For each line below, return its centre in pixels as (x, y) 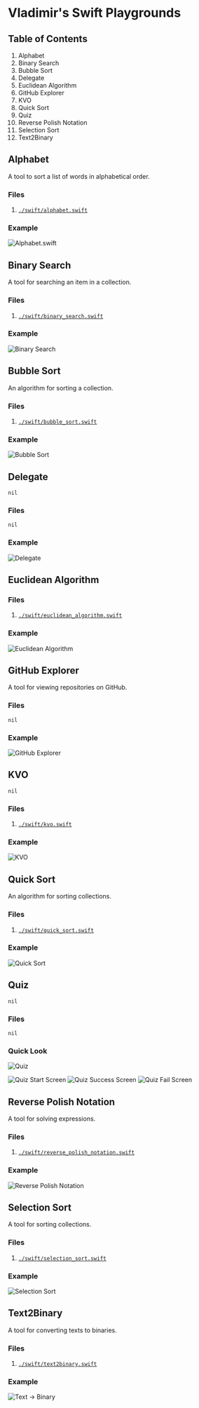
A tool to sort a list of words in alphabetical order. (79, 176)
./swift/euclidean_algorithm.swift (70, 616)
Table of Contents (48, 39)
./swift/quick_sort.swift (56, 930)
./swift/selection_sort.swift (62, 1258)
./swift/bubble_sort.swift (57, 422)
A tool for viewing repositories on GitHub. (68, 688)
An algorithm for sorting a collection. (61, 388)
